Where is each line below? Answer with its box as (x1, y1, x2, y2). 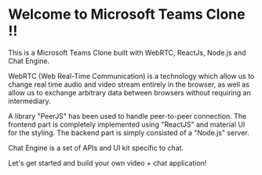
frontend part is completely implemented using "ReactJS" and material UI (8, 120, 246, 129)
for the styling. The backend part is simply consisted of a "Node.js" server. (8, 127, 249, 137)
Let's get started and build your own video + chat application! (8, 158, 207, 167)
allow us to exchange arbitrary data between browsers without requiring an (8, 87, 251, 97)
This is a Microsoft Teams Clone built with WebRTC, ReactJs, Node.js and (8, 48, 246, 57)
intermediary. (8, 96, 51, 105)
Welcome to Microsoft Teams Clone (8, 5, 246, 23)
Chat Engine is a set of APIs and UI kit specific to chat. (8, 143, 184, 152)
